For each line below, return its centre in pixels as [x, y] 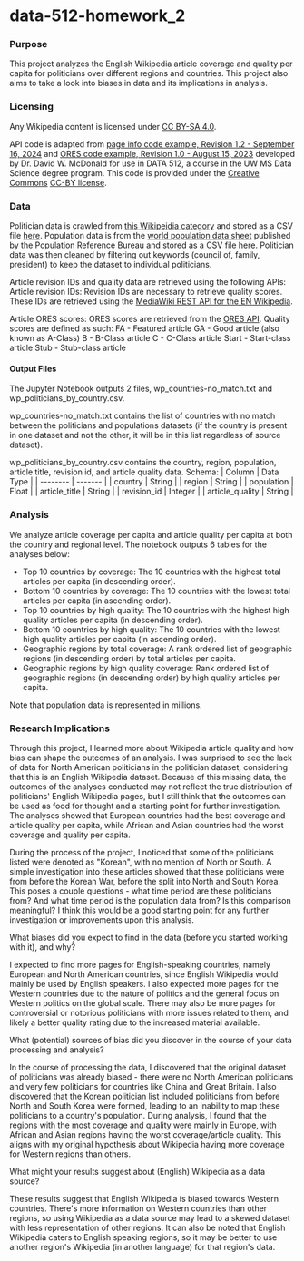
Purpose [29, 44]
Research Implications [60, 728]
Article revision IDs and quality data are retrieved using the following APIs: [148, 282]
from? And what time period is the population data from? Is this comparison [151, 900]
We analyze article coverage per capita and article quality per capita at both [151, 534]
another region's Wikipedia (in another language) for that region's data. [142, 1246]
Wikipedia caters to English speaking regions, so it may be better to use [143, 1237]
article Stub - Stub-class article [68, 348]
